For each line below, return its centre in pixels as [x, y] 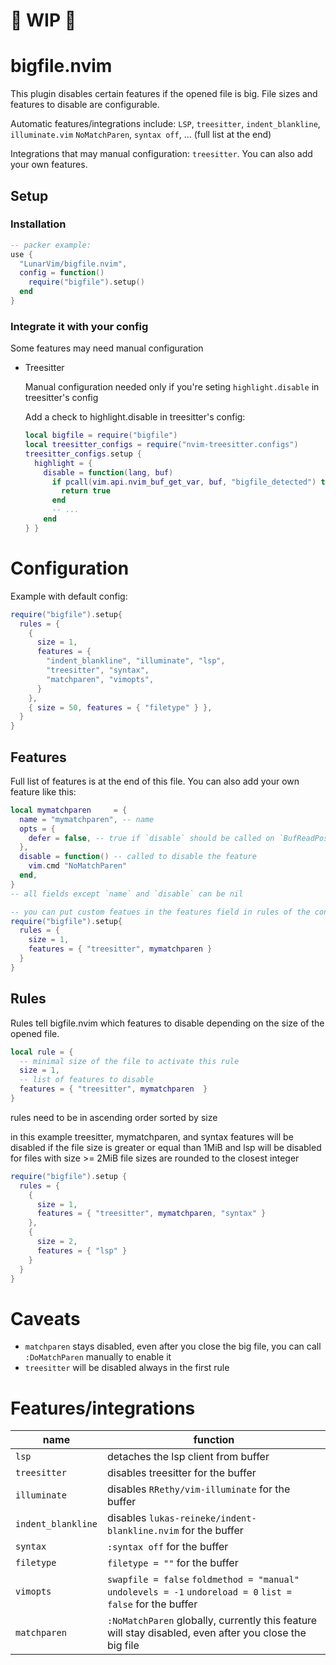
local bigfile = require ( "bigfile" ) [101, 435]
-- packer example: [51, 245]
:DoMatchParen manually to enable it [98, 1357]
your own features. [49, 165]
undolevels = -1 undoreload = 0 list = [199, 1592]
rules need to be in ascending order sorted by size [114, 1117]
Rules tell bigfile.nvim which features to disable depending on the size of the [167, 1023]
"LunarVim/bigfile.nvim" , [73, 264]
